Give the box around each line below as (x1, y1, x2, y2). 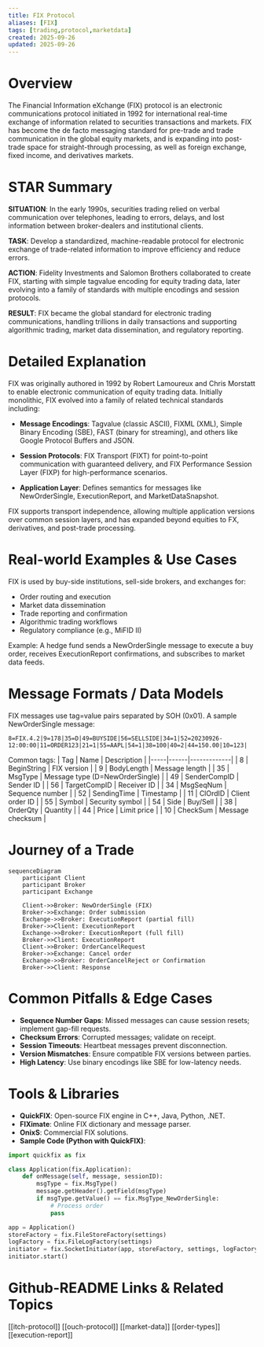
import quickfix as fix (8, 1151, 86, 1159)
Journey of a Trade (8, 841, 135, 859)
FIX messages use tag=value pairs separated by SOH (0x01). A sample (8, 711, 237, 720)
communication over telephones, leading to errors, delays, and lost (8, 213, 225, 222)
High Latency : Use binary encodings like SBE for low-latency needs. (19, 1057, 242, 1066)
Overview (8, 75, 73, 93)
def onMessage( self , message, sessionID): (22, 1172, 163, 1180)
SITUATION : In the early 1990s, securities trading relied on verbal (8, 204, 220, 213)
